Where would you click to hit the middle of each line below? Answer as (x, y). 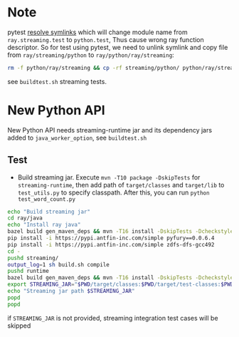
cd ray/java (25, 218)
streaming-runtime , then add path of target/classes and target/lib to (121, 185)
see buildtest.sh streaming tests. (57, 81)
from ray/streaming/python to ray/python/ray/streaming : (91, 55)
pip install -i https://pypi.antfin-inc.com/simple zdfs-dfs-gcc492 (111, 244)
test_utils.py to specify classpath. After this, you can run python (113, 192)
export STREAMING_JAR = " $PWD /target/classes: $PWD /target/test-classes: (114, 285)
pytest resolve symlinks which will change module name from (97, 32)
